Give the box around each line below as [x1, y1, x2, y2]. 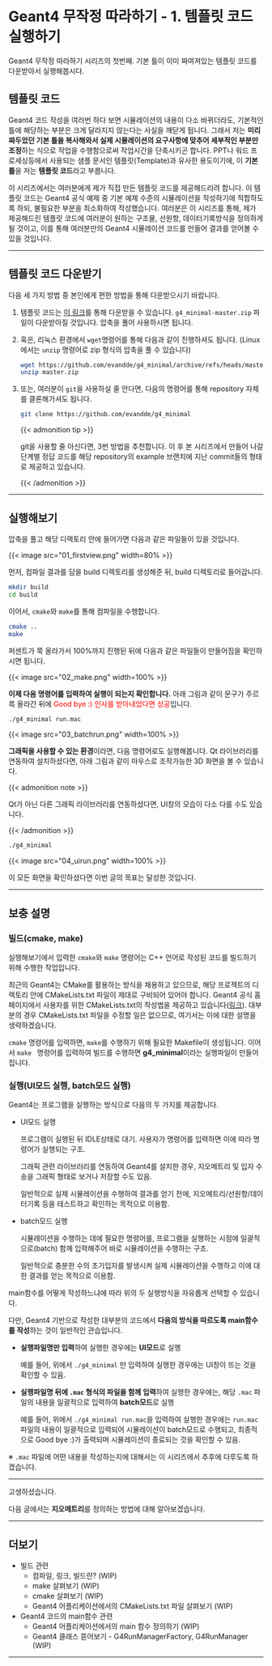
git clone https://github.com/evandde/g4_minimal [19, 410, 192, 419]
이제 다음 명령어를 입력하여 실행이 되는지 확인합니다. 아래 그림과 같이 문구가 [8, 689, 244, 699]
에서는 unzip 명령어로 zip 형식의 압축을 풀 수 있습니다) [19, 345, 192, 355]
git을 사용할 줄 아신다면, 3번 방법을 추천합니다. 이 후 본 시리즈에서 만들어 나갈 [19, 442, 264, 452]
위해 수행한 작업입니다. [8, 963, 80, 972]
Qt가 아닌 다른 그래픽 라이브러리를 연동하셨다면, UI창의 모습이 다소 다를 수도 [8, 799, 249, 810]
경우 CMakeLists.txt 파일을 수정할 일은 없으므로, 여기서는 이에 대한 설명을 [23, 1009, 257, 1020]
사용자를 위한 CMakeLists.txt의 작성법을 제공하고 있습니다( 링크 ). [43, 1000, 247, 1009]
